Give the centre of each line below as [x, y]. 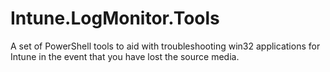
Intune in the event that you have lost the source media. [125, 56]
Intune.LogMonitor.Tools [115, 18]
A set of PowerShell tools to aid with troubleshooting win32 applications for [165, 46]
